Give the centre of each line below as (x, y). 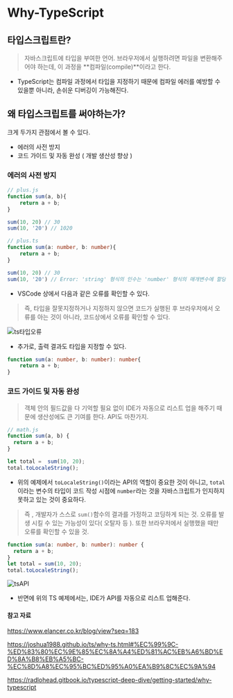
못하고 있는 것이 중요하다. (52, 499)
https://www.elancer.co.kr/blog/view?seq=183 (73, 631)
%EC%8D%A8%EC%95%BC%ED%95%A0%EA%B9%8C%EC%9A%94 (112, 667)
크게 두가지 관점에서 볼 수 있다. (49, 132)
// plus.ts (23, 241)
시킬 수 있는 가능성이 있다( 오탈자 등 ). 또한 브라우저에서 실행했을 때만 (125, 522)
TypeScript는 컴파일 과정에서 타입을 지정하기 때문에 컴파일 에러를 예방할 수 (119, 82)
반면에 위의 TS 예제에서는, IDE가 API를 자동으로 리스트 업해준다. (104, 598)
